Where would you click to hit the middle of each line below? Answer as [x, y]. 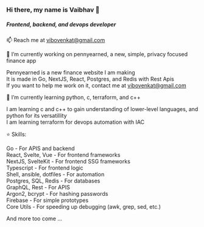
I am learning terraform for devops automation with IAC [76, 122]
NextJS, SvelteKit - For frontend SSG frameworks [69, 161]
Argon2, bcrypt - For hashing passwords [57, 193]
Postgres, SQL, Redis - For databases [53, 181]
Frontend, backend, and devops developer [61, 24]
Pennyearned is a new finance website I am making [71, 72]
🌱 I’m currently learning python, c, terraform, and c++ [74, 97]
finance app [21, 60]
